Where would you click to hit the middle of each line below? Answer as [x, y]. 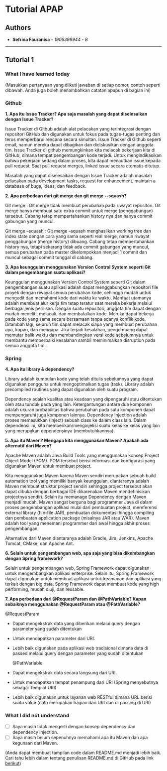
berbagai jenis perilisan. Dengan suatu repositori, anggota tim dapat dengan [83, 308]
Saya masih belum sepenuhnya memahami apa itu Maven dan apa [80, 737]
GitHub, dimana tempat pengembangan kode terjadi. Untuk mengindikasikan [83, 155]
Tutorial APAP [34, 9]
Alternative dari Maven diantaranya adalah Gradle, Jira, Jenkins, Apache [79, 538]
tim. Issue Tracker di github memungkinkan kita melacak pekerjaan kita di [80, 150]
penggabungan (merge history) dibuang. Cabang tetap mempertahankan [80, 241]
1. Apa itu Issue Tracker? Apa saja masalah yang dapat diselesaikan [76, 114]
